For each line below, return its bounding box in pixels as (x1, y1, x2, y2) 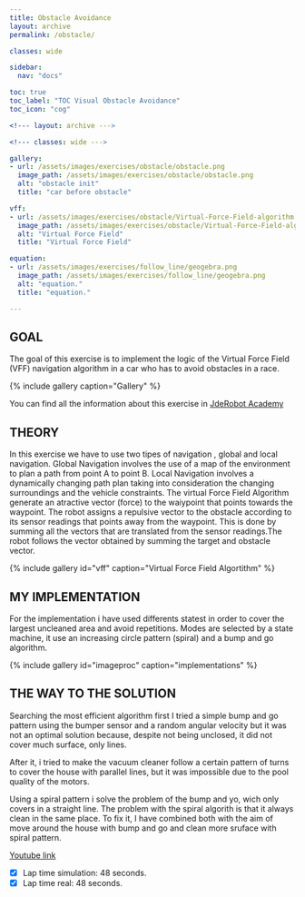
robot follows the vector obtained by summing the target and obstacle (9, 536, 271, 547)
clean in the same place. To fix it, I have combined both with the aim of (9, 813, 274, 823)
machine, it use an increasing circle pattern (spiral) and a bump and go (9, 632, 274, 643)
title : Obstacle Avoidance (9, 13, 112, 23)
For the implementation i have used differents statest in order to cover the (9, 613, 285, 624)
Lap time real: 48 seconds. (22, 877, 123, 888)
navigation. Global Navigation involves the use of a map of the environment (9, 458, 290, 469)
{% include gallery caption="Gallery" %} (9, 380, 162, 391)
